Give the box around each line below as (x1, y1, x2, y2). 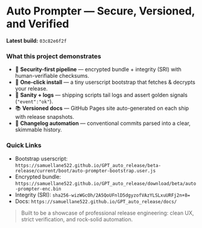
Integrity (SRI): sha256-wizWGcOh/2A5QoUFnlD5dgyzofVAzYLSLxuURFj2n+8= (14, 191, 191, 198)
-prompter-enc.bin (14, 186, 62, 192)
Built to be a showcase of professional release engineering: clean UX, (21, 209, 194, 217)
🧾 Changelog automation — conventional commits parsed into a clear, (14, 119, 191, 127)
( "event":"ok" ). (14, 98, 53, 105)
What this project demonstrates (6, 52, 101, 60)
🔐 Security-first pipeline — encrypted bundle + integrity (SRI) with (14, 66, 182, 73)
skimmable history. (14, 126, 62, 133)
